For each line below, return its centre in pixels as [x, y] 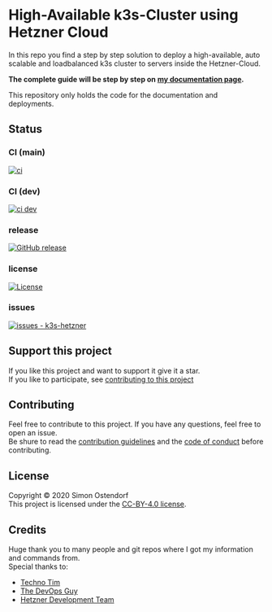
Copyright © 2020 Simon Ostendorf [69, 496]
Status [26, 129]
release [24, 229]
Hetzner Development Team [67, 600]
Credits [28, 529]
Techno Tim [40, 583]
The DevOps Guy [49, 591]
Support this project [60, 351]
